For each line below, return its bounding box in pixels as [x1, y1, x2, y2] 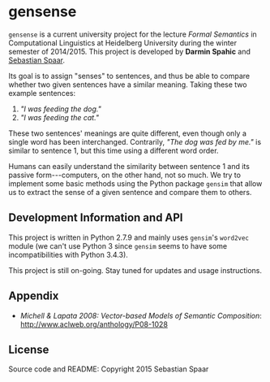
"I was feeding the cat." [19, 112, 100, 122]
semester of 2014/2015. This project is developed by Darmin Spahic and [8, 46, 251, 56]
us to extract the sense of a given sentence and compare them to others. [8, 187, 252, 197]
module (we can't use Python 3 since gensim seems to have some [8, 241, 228, 250]
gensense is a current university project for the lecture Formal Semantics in [8, 29, 257, 39]
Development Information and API [8, 211, 184, 225]
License [8, 342, 49, 356]
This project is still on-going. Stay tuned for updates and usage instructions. [8, 265, 262, 275]
